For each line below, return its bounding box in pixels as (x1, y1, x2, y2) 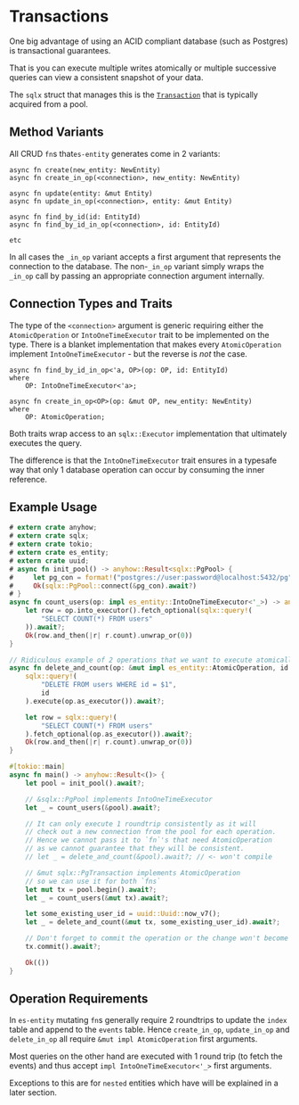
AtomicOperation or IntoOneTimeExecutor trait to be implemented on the (9, 329, 270, 340)
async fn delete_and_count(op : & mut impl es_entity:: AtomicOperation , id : (9, 664, 293, 672)
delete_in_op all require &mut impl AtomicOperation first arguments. (9, 1034, 258, 1044)
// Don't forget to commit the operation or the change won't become (25, 934, 289, 943)
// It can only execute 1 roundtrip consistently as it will (25, 819, 256, 829)
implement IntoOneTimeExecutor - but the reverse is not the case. (9, 348, 247, 359)
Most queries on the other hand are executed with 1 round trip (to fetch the (9, 1051, 283, 1062)
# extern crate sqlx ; (9, 532, 90, 540)
